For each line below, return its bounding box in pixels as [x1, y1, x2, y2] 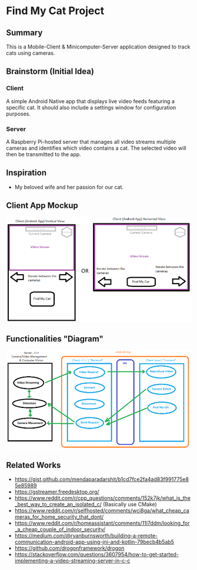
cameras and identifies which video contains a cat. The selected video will [6, 144, 186, 151]
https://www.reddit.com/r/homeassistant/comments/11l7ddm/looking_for [14, 520, 190, 527]
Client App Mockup [6, 200, 78, 210]
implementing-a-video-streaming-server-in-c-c [14, 557, 131, 564]
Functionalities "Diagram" [6, 334, 104, 344]
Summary [6, 28, 43, 38]
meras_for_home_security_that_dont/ [14, 513, 104, 520]
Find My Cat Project [6, 4, 105, 18]
